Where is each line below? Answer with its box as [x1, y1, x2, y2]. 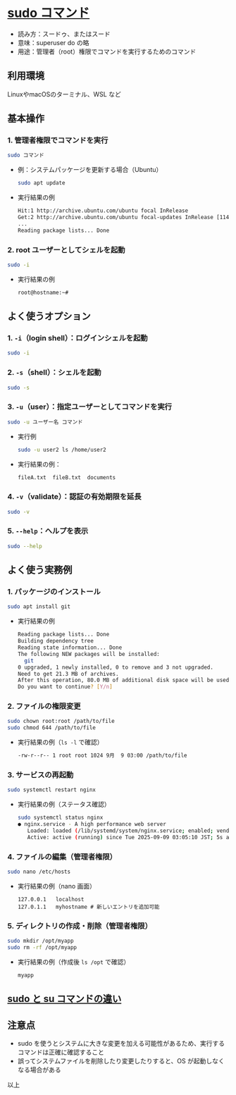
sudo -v [7, 508, 30, 515]
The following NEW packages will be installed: [17, 650, 160, 657]
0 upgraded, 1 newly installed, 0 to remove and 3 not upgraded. [17, 664, 213, 671]
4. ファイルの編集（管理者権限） [7, 852, 118, 862]
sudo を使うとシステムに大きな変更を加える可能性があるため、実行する [17, 1039, 225, 1048]
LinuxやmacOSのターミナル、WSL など [7, 89, 121, 98]
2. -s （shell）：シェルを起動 [7, 368, 101, 378]
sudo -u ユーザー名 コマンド [7, 419, 83, 426]
